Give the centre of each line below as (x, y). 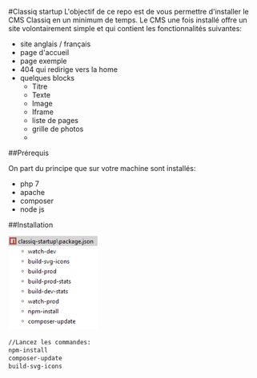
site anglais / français (55, 44)
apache (32, 192)
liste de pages (55, 120)
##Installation (31, 225)
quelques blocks (47, 78)
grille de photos (58, 129)
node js (32, 209)
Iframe (43, 112)
